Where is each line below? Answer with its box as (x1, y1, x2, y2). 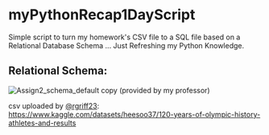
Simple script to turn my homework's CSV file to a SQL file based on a (8, 32, 241, 42)
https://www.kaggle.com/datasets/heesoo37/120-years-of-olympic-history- (8, 109, 261, 119)
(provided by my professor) (119, 85, 211, 95)
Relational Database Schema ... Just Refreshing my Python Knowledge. (8, 40, 245, 50)
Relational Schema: (8, 64, 108, 78)
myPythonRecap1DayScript (8, 6, 196, 24)
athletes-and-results (8, 118, 77, 128)
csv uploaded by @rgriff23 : (8, 100, 100, 110)
